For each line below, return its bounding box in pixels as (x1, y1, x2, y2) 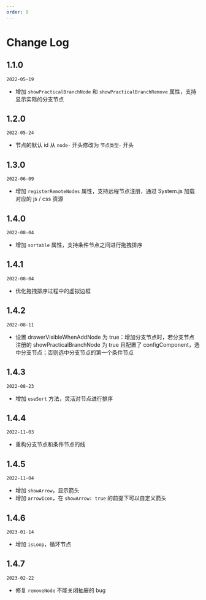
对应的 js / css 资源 (15, 195, 64, 203)
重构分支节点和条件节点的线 (15, 441, 86, 448)
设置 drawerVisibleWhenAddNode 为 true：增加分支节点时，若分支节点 (15, 333, 195, 341)
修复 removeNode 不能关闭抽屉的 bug (15, 586, 106, 594)
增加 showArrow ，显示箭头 (15, 487, 80, 494)
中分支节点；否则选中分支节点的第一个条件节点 (15, 349, 134, 356)
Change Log (6, 35, 69, 49)
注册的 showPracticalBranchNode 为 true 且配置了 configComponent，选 (15, 341, 200, 348)
